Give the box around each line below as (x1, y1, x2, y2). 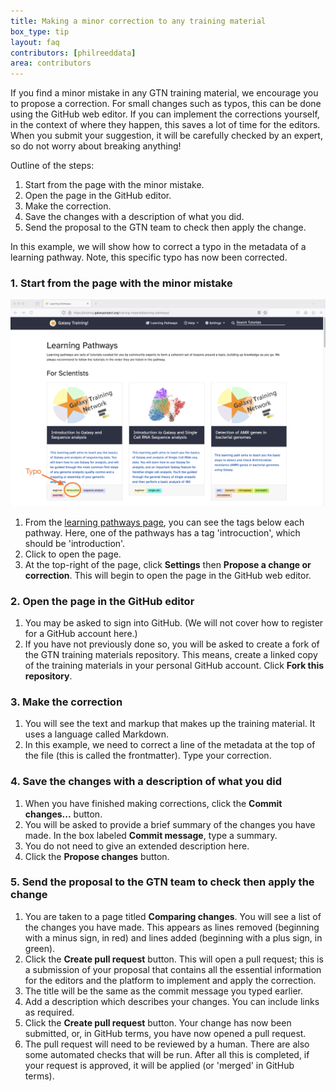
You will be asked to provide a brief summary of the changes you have (24, 818, 316, 830)
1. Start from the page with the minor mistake (10, 276, 233, 290)
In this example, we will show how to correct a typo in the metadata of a (10, 241, 307, 253)
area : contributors (10, 58, 92, 69)
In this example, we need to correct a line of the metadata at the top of (24, 739, 316, 751)
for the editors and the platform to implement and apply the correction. (24, 974, 317, 986)
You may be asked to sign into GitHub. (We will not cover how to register (24, 616, 324, 629)
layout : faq (10, 37, 60, 47)
